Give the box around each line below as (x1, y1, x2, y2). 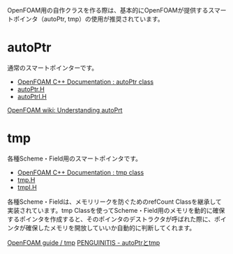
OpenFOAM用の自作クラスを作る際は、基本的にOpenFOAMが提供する (7, 6, 209, 14)
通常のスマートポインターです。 (7, 63, 98, 72)
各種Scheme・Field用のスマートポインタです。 (7, 154, 142, 163)
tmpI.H (17, 183, 37, 191)
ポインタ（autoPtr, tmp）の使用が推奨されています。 (13, 15, 164, 23)
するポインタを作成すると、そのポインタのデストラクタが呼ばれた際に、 (7, 215, 215, 223)
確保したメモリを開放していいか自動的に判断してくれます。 (25, 223, 196, 232)
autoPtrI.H (17, 92, 47, 100)
